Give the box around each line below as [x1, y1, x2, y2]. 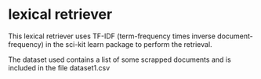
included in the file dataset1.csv [8, 63, 111, 72]
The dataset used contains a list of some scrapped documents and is [8, 55, 231, 64]
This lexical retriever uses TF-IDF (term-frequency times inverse [8, 31, 216, 41]
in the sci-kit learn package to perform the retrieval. [45, 39, 213, 48]
